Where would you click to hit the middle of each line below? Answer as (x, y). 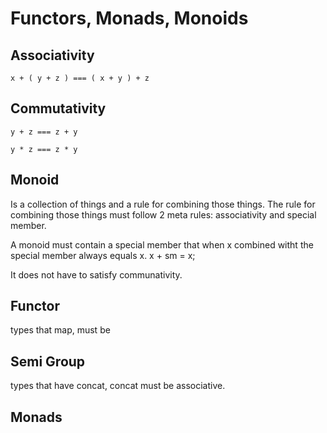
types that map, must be (60, 330)
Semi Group (48, 361)
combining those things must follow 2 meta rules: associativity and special (163, 214)
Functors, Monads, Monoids (129, 18)
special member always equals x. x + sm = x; (103, 255)
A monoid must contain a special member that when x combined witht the (162, 244)
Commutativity (58, 108)
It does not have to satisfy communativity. (96, 274)
